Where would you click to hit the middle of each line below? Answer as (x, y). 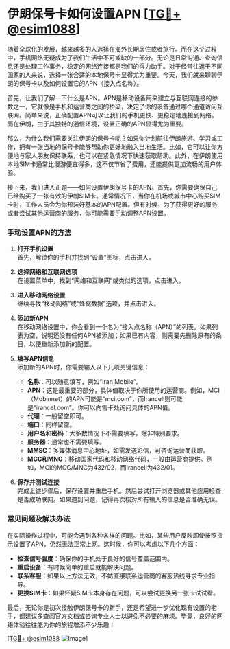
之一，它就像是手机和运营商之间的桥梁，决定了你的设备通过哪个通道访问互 (118, 106)
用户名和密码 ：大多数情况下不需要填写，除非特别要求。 (105, 433)
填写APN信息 (36, 358)
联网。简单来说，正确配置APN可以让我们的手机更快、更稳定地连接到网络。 (112, 115)
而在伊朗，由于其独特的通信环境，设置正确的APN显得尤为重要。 (98, 124)
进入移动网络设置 (41, 295)
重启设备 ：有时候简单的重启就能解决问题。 (77, 567)
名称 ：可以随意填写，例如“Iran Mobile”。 (85, 382)
